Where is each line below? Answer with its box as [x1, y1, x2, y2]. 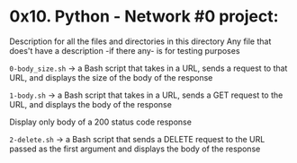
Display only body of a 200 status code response [9, 116, 192, 127]
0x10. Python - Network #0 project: [9, 6, 279, 27]
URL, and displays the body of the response [9, 99, 173, 109]
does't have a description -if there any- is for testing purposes [9, 45, 240, 56]
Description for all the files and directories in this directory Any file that [9, 36, 272, 47]
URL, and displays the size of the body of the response [9, 72, 213, 82]
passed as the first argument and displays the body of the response [9, 143, 261, 154]
